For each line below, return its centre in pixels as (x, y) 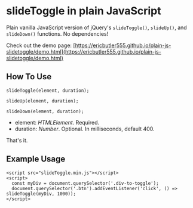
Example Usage (36, 159)
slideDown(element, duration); (45, 111)
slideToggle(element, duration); (48, 91)
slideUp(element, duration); (42, 101)
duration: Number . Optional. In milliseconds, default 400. (85, 129)
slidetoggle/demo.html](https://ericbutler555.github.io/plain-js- (84, 51)
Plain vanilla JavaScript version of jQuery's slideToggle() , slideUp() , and (96, 27)
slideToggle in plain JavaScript (84, 11)
